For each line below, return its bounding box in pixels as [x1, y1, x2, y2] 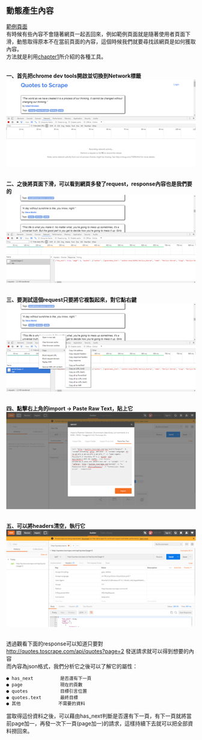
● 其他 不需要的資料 [6, 701, 85, 707]
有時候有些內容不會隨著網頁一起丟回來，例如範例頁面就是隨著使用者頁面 [6, 30, 185, 37]
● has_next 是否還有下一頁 [6, 675, 92, 682]
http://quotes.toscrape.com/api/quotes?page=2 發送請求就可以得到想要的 [6, 647, 189, 654]
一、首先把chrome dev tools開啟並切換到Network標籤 [6, 72, 141, 79]
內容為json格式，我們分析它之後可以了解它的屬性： [11, 662, 138, 670]
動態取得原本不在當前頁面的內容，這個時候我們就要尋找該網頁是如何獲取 [16, 38, 196, 45]
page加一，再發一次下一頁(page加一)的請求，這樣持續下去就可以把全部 [11, 720, 188, 727]
